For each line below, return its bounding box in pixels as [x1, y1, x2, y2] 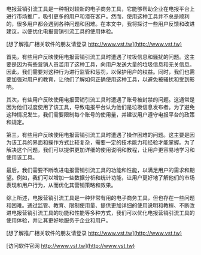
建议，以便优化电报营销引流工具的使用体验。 [6, 28, 117, 35]
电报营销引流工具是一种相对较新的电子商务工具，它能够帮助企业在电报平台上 [6, 5, 195, 12]
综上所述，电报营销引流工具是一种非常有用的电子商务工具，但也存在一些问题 [6, 194, 195, 201]
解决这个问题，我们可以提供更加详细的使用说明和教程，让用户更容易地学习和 [6, 146, 195, 153]
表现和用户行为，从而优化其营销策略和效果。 [6, 182, 117, 188]
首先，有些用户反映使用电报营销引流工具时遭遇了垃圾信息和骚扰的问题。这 [6, 53, 190, 60]
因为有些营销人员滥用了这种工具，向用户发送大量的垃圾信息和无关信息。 [16, 61, 195, 68]
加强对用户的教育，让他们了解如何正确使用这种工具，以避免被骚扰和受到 [11, 76, 190, 83]
